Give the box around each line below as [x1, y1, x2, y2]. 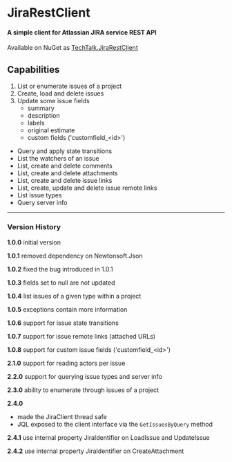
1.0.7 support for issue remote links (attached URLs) [7, 332, 156, 340]
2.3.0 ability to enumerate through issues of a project [7, 386, 159, 394]
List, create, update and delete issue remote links [17, 184, 157, 192]
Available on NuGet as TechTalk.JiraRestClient [7, 44, 138, 52]
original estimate [27, 126, 75, 134]
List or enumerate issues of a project [17, 82, 122, 91]
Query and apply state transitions [17, 147, 113, 155]
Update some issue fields [17, 97, 90, 105]
